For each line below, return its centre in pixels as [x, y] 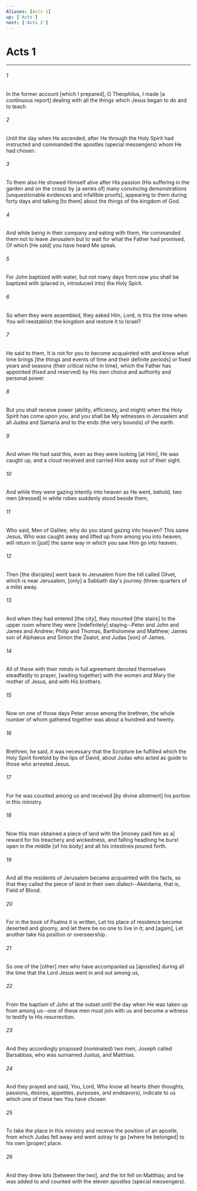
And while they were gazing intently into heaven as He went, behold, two [94, 492]
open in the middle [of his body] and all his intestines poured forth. [86, 846]
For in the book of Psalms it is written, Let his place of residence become [94, 922]
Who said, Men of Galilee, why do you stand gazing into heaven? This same [97, 530]
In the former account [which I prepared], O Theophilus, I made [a [86, 94]
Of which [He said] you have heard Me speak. [62, 246]
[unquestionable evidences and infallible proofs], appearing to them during [96, 194]
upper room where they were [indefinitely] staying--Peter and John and [93, 624]
